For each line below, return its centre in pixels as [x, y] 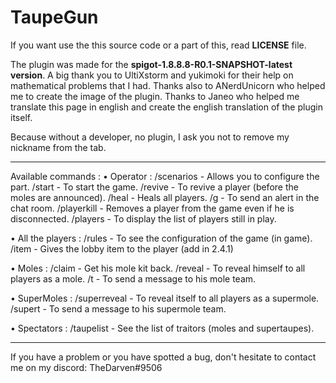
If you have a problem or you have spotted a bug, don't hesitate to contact [163, 357]
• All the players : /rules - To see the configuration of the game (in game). [161, 238]
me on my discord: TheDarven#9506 [86, 367]
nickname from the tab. [58, 147]
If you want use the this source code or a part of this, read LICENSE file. [158, 45]
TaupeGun [54, 17]
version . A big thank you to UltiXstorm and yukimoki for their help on [152, 75]
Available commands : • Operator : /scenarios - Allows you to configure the [165, 176]
